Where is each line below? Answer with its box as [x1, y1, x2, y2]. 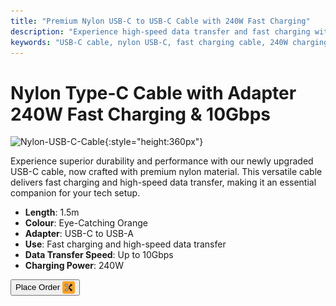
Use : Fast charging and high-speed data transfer [24, 238, 227, 250]
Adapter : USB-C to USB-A [24, 228, 134, 240]
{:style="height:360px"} [104, 136, 204, 148]
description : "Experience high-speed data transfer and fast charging [10, 26, 311, 37]
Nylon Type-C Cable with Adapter [10, 81, 297, 104]
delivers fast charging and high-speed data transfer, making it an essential [10, 176, 317, 189]
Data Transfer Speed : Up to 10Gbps [24, 249, 174, 261]
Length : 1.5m [24, 206, 80, 219]
